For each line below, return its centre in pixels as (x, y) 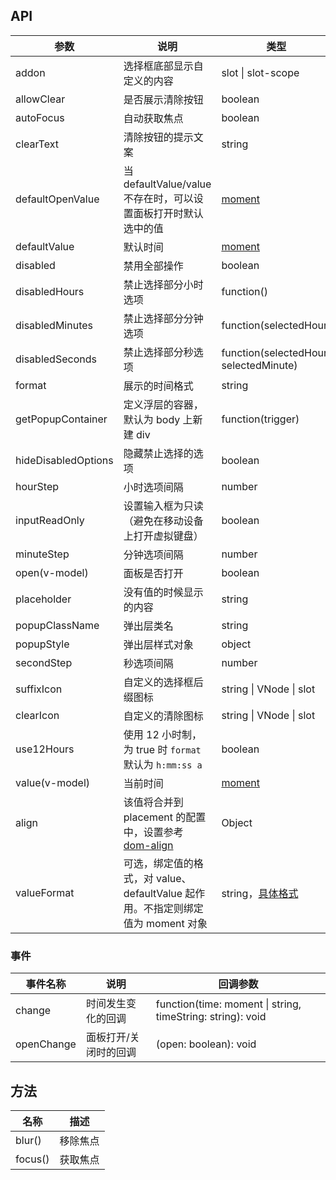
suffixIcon (39, 689)
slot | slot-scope (260, 72)
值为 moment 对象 (165, 923)
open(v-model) (52, 572)
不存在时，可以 (158, 198)
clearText (37, 144)
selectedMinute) (259, 365)
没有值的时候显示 (163, 592)
